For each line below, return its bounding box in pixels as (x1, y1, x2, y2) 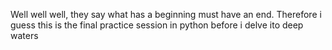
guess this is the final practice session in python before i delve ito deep (10, 19, 304, 31)
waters (10, 30, 39, 41)
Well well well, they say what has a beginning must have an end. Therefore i (10, 9, 322, 20)
